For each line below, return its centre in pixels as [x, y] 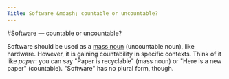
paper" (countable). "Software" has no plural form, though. [90, 68]
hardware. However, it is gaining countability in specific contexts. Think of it [115, 54]
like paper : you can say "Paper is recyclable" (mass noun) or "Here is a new [115, 61]
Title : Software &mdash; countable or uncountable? [83, 13]
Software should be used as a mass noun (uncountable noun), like [101, 46]
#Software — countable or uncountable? [65, 33]
